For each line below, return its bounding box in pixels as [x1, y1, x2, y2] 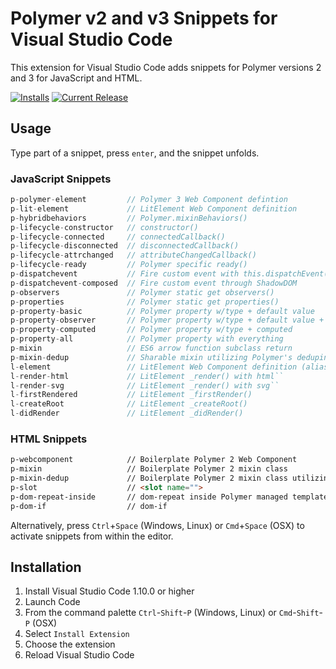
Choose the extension [24, 638, 116, 651]
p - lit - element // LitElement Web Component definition [10, 203, 298, 214]
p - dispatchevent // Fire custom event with [10, 269, 240, 279]
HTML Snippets [10, 432, 88, 446]
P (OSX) [24, 617, 58, 629]
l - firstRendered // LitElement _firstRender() [10, 390, 253, 400]
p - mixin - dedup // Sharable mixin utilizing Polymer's [10, 352, 293, 362]
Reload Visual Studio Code [24, 649, 135, 661]
